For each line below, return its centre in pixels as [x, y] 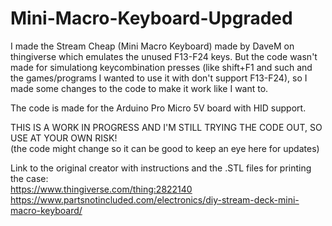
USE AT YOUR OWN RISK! [64, 138]
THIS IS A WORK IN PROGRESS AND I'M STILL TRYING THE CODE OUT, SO [166, 127]
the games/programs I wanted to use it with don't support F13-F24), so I [159, 78]
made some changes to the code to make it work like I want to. [139, 88]
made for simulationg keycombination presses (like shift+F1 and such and [161, 67]
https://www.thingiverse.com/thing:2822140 [101, 189]
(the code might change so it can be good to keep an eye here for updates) [165, 148]
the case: [29, 178]
